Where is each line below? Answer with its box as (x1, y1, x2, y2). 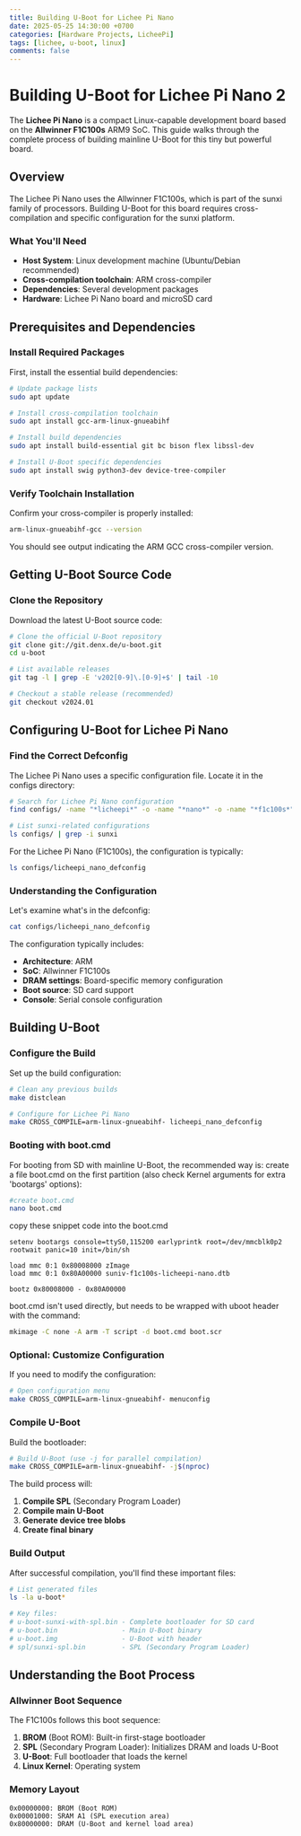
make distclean (9, 1093, 66, 1102)
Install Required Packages (9, 347, 125, 359)
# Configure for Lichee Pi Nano (9, 1110, 130, 1119)
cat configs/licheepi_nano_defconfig (9, 922, 150, 932)
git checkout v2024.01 (9, 698, 94, 707)
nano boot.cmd (9, 1204, 63, 1213)
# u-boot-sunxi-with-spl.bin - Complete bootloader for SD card (9, 1618, 254, 1627)
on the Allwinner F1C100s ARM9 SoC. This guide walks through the (9, 125, 260, 136)
